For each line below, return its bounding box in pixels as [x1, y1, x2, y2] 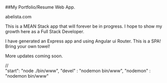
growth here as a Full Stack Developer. [5, 29, 85, 34]
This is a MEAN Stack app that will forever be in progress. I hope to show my [5, 23, 163, 29]
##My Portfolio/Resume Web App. [5, 4, 76, 10]
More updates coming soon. [5, 53, 63, 59]
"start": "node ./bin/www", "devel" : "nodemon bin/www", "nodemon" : [5, 68, 151, 74]
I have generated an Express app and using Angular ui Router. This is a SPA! [5, 38, 161, 44]
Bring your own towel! [5, 43, 50, 49]
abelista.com [5, 14, 31, 19]
